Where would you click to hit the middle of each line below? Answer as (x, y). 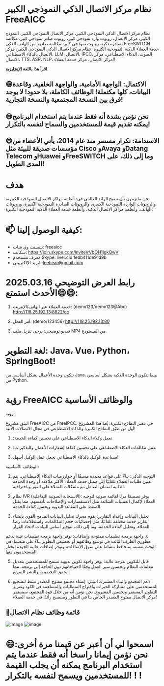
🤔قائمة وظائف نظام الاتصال (43, 612)
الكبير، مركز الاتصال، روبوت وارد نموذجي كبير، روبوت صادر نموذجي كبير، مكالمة (78, 38)
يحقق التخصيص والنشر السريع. (41, 571)
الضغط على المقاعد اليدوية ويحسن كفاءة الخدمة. (57, 506)
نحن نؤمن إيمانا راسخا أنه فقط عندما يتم (77, 654)
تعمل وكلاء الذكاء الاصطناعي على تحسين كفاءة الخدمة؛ (62, 438)
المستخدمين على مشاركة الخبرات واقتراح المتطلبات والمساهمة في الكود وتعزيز (85, 586)
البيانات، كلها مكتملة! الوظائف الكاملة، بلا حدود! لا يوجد (78, 92)
